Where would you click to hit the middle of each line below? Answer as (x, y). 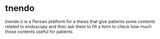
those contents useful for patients (39, 31)
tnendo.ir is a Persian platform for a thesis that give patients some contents (80, 21)
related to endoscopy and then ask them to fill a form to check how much (78, 26)
